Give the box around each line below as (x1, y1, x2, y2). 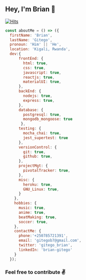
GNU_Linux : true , (23, 187, 59, 192)
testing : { (18, 126, 41, 131)
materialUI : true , (23, 79, 61, 84)
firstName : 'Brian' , (9, 33, 52, 38)
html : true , (23, 61, 48, 66)
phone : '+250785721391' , (18, 233, 68, 238)
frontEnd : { (18, 56, 43, 61)
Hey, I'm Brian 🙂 (5, 5, 56, 14)
